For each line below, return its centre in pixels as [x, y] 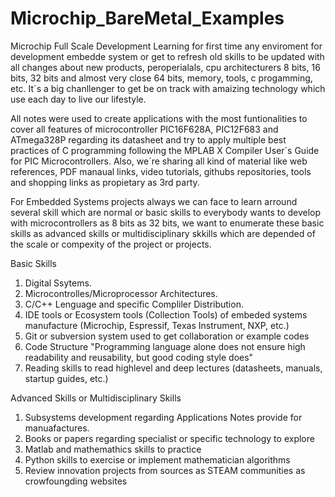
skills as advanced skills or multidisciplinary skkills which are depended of [163, 233]
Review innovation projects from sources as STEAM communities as [165, 470]
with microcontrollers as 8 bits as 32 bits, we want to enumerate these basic [167, 223]
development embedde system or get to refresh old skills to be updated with [167, 56]
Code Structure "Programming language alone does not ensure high [165, 346]
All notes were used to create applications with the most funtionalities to [159, 118]
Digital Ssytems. [58, 283]
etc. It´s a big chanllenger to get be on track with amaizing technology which [168, 88]
